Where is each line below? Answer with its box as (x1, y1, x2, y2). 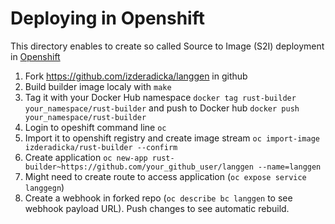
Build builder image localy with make (24, 80, 172, 92)
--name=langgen (258, 162, 322, 172)
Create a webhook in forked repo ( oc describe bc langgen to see (24, 192, 293, 204)
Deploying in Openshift (10, 7, 205, 30)
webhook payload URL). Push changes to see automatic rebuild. (24, 202, 290, 214)
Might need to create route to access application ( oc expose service (24, 170, 307, 182)
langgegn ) (24, 181, 65, 193)
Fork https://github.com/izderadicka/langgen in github (24, 70, 248, 82)
